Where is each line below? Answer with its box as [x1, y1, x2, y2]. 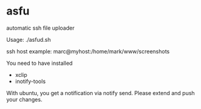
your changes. [6, 96, 43, 103]
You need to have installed [6, 59, 73, 67]
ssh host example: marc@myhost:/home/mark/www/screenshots [6, 47, 170, 55]
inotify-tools [15, 78, 46, 85]
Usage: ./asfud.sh [6, 36, 51, 43]
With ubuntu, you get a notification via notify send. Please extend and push [6, 89, 195, 96]
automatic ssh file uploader [6, 24, 75, 31]
